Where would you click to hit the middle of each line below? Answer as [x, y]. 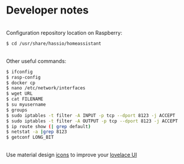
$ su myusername [26, 105]
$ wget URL [19, 94]
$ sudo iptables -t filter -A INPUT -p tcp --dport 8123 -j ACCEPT [91, 115]
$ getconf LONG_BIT [30, 138]
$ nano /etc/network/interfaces [46, 88]
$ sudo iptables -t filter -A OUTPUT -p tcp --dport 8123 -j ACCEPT [92, 121]
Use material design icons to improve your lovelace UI [72, 155]
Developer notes [47, 10]
